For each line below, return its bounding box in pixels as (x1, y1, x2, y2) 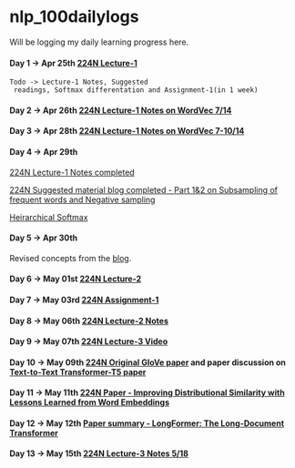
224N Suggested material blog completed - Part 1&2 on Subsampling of (9, 184, 279, 195)
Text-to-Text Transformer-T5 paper (9, 366, 147, 377)
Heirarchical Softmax (9, 211, 88, 222)
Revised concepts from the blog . (9, 252, 132, 263)
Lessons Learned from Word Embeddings (9, 397, 170, 408)
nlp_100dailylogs (9, 6, 139, 27)
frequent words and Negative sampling (9, 194, 156, 205)
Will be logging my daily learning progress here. (9, 36, 189, 47)
